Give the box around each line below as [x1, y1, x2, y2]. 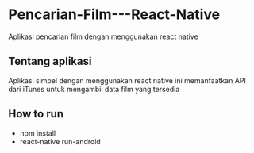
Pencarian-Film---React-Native [8, 6, 221, 24]
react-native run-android [19, 136, 101, 146]
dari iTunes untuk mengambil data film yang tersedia [8, 84, 180, 94]
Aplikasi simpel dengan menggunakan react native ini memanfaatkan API [8, 75, 246, 85]
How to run [8, 107, 64, 120]
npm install [19, 128, 56, 138]
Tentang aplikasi [8, 55, 92, 68]
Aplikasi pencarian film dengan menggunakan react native [8, 32, 198, 41]
